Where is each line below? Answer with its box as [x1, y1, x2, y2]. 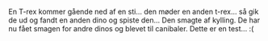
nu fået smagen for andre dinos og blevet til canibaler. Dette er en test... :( [8, 24, 254, 33]
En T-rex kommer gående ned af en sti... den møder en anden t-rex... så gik [8, 7, 259, 16]
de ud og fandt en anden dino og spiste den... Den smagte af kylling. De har [8, 15, 261, 25]
